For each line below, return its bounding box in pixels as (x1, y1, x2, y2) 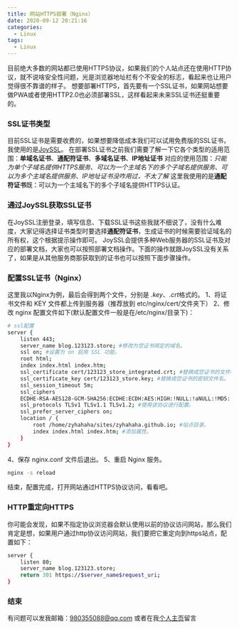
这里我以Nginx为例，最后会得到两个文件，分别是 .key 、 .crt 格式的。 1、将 (7, 290, 221, 299)
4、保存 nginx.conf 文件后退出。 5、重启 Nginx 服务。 (7, 455, 166, 463)
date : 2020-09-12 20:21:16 (7, 17, 87, 24)
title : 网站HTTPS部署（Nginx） (7, 10, 94, 18)
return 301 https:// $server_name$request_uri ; (20, 571, 161, 579)
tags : (7, 37, 23, 44)
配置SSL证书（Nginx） (7, 273, 86, 283)
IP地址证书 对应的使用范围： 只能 (132, 154, 227, 163)
